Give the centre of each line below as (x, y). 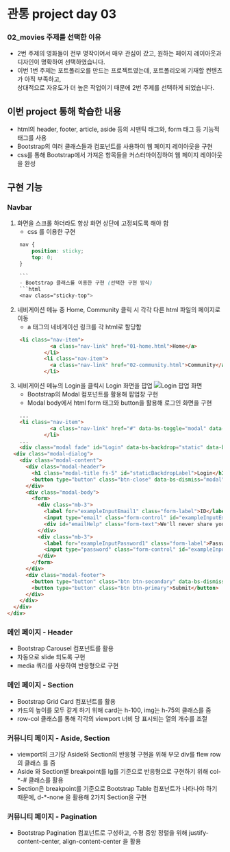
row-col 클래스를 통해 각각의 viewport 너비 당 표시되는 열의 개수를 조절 (112, 718)
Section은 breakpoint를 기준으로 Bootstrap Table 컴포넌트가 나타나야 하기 (117, 789)
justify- (199, 833)
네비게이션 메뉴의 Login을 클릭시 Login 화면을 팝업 (85, 386)
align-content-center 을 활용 (102, 842)
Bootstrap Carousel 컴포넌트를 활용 (65, 648)
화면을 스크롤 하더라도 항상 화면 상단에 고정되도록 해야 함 (93, 223)
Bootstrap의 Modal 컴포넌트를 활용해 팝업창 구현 (93, 394)
